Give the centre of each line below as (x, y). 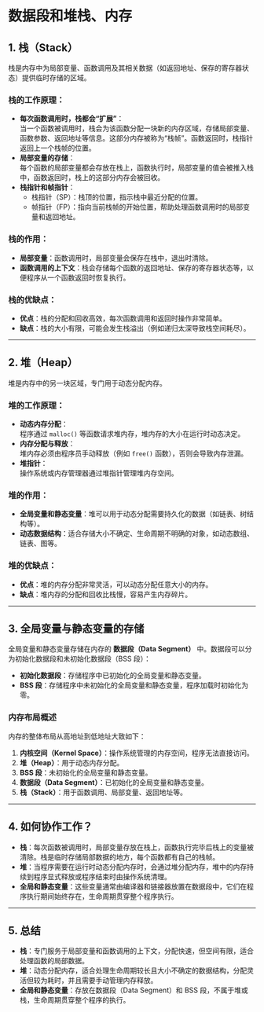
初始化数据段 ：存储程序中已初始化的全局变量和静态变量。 (112, 676)
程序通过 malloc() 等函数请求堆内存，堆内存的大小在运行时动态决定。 (132, 434)
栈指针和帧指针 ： (47, 187)
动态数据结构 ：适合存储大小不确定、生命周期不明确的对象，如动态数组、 (136, 533)
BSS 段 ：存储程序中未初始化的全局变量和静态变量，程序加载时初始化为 (134, 685)
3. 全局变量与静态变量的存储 (76, 628)
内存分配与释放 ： (47, 444)
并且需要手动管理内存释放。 (113, 981)
